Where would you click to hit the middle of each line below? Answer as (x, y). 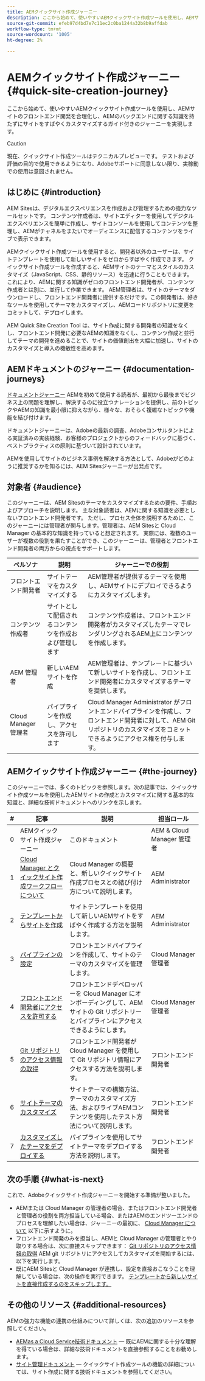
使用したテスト (115, 1117)
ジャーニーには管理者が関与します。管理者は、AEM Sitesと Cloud (94, 526)
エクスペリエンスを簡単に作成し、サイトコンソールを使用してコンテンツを (100, 223)
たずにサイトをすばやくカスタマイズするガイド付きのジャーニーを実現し (97, 124)
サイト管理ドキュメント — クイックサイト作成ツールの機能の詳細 (97, 1364)
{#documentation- (158, 369)
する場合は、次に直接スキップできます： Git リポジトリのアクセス (109, 1246)
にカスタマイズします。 (121, 595)
